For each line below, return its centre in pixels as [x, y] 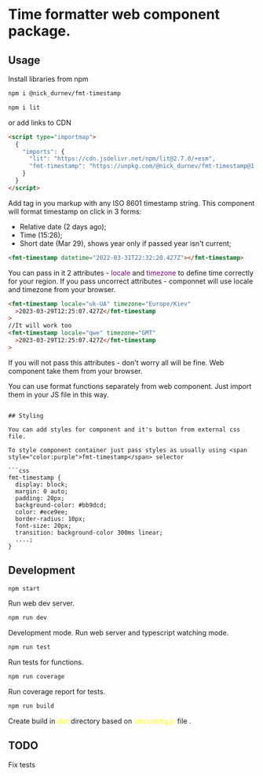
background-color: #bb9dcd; [61, 505]
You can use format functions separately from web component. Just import [130, 386]
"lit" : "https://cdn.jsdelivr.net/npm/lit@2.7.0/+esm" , [122, 159]
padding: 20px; [40, 498]
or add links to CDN [40, 123]
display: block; [42, 485]
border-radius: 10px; [51, 519]
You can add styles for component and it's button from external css [124, 430]
